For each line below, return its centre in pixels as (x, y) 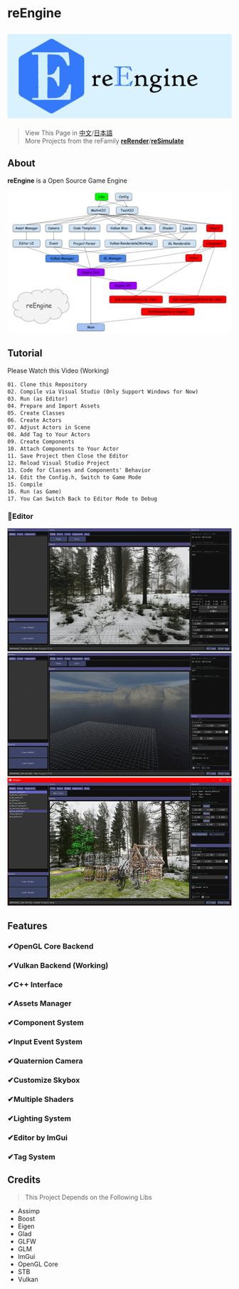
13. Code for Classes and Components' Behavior (79, 470)
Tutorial (25, 354)
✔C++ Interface (35, 984)
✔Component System (46, 1023)
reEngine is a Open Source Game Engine (68, 181)
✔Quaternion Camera (45, 1061)
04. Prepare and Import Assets (54, 406)
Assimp (29, 1210)
